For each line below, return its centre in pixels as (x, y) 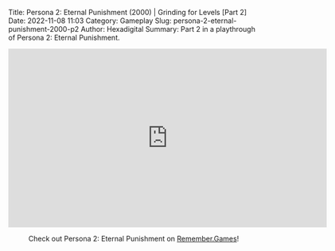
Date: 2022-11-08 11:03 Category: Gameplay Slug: (90, 21)
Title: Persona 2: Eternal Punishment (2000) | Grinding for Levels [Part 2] (128, 12)
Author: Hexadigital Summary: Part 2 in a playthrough (168, 29)
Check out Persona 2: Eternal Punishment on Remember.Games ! (134, 239)
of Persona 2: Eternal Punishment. (64, 37)
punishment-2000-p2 (44, 29)
